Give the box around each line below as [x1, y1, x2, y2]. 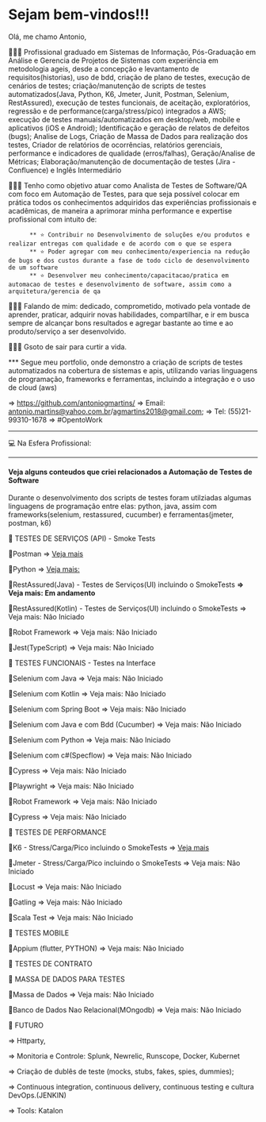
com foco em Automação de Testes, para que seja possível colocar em [8, 189, 240, 199]
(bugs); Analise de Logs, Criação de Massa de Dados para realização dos [8, 131, 248, 141]
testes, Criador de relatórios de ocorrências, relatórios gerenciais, [8, 140, 223, 149]
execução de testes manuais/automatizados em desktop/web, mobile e [8, 114, 241, 124]
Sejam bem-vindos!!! [8, 6, 150, 24]
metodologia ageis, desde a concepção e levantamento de [8, 64, 199, 73]
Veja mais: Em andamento [8, 588, 96, 598]
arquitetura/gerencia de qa [8, 287, 101, 295]
